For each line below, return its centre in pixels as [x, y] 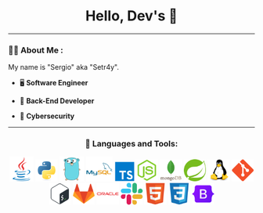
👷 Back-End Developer [57, 101]
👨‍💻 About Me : [36, 50]
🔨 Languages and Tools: [131, 144]
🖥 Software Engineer [54, 83]
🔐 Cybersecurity [47, 116]
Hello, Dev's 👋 [131, 16]
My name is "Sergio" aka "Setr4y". [64, 67]
